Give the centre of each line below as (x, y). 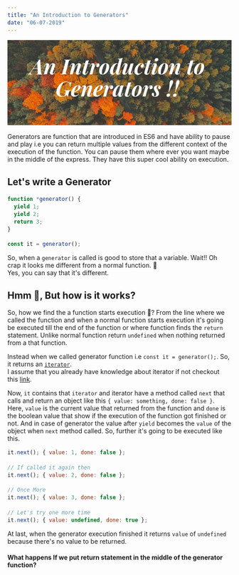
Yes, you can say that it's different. (58, 273)
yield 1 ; (27, 207)
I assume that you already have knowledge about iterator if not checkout (113, 372)
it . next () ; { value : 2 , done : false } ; (67, 475)
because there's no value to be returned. (67, 541)
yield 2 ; (27, 214)
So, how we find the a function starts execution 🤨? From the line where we (116, 313)
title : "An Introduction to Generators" (68, 15)
